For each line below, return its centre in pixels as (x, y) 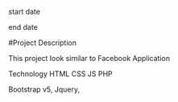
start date (24, 12)
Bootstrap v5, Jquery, (44, 89)
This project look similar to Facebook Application (89, 58)
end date (23, 27)
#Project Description (42, 43)
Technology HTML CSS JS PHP (60, 74)
